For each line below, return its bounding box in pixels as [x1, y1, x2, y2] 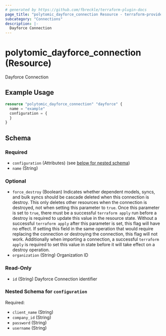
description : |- [5, 21, 39, 26]
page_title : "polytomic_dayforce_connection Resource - [5, 12, 123, 17]
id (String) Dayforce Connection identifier [12, 276, 97, 282]
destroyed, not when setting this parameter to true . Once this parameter [12, 204, 160, 211]
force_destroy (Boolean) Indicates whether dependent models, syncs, [12, 189, 156, 195]
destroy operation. [12, 247, 50, 253]
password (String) [12, 320, 47, 326]
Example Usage [5, 88, 54, 97]
